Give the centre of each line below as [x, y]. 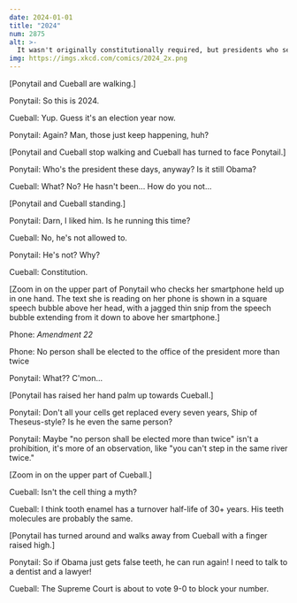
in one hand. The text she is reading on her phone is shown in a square [138, 298]
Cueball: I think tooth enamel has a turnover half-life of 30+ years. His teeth [147, 509]
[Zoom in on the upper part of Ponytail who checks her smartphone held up [147, 289]
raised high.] [32, 545]
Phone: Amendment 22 [51, 334]
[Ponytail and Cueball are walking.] [73, 84]
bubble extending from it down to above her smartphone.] [115, 317]
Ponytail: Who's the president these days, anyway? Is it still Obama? [133, 169]
